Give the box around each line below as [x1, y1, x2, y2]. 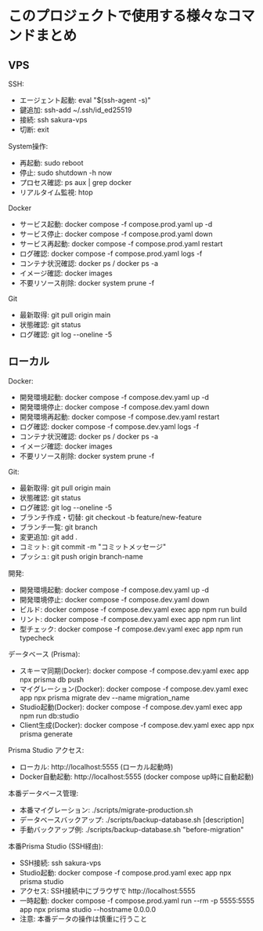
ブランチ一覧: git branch [19, 522, 98, 532]
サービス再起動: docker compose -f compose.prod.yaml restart [19, 239, 223, 248]
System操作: [8, 142, 49, 151]
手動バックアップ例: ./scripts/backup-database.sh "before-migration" [19, 824, 244, 834]
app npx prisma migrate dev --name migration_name [19, 693, 190, 702]
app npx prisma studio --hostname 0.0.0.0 [19, 904, 157, 914]
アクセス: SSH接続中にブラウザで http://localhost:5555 [19, 886, 196, 895]
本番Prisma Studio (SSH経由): [8, 841, 103, 851]
